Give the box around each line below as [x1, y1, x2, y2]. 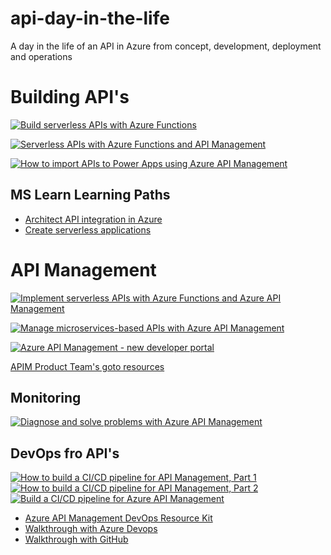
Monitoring [10, 390, 82, 407]
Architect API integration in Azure [24, 213, 163, 225]
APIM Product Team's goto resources [10, 360, 165, 372]
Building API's [10, 86, 130, 109]
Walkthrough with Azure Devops [24, 523, 158, 535]
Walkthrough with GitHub [24, 533, 129, 546]
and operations [10, 50, 73, 62]
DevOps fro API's [10, 445, 120, 462]
